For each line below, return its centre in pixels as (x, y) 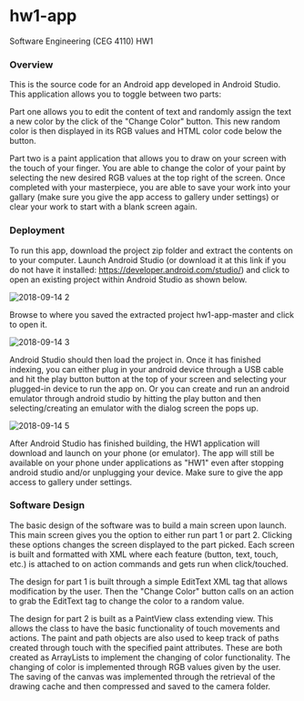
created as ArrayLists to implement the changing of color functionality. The (150, 657)
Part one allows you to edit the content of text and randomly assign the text (151, 112)
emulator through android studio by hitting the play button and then (135, 398)
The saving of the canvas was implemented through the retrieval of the (142, 676)
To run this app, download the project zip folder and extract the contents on (152, 250)
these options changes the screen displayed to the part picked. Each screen (152, 544)
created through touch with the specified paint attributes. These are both (146, 647)
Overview (31, 65)
